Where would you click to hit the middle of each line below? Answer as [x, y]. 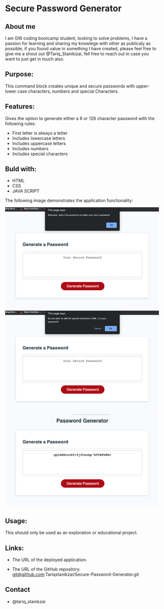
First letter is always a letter [40, 133]
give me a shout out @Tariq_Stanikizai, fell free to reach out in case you [77, 54]
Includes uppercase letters [39, 143]
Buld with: [21, 169]
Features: [20, 107]
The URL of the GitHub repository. [46, 569]
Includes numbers [30, 148]
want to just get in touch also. [35, 59]
